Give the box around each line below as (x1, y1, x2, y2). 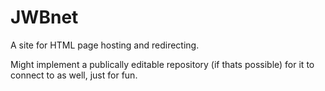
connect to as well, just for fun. (10, 69, 138, 81)
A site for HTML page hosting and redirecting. (10, 39, 200, 51)
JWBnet (10, 6, 79, 29)
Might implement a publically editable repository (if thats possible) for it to (10, 58, 315, 70)
